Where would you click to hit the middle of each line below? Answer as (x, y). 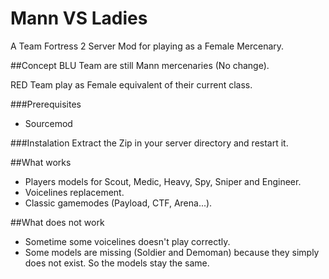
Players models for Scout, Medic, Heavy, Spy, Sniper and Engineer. (163, 181)
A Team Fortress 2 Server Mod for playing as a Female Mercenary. (147, 46)
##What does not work (57, 222)
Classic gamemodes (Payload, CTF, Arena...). (118, 203)
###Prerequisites (46, 104)
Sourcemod (48, 123)
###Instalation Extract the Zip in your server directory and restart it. (149, 143)
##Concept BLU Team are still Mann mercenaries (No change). (140, 65)
